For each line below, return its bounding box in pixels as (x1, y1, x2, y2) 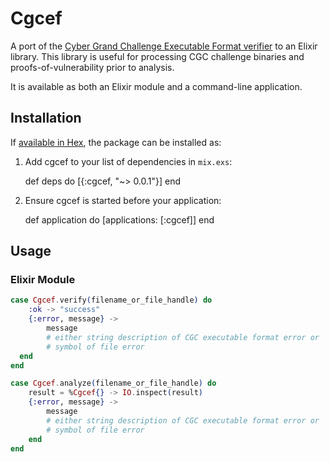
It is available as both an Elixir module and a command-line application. (10, 80, 303, 92)
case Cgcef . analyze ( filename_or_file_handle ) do (10, 378, 217, 389)
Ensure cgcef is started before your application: (24, 194, 222, 206)
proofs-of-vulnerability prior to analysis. (10, 61, 175, 73)
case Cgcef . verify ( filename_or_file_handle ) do (10, 295, 213, 306)
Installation (10, 110, 82, 127)
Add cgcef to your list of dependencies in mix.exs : (24, 155, 233, 167)
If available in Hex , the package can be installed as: (10, 136, 222, 148)
